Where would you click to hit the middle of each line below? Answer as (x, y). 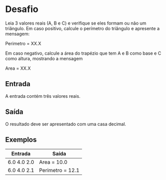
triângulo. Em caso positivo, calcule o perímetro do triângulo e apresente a (82, 28)
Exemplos (21, 140)
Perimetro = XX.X (23, 43)
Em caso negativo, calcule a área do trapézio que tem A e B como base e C (83, 53)
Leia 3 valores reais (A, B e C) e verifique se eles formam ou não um (76, 23)
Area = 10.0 (53, 162)
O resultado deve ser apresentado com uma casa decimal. (66, 124)
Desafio (22, 9)
